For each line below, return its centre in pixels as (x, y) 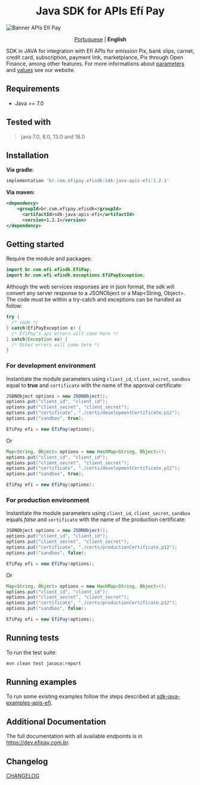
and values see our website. (41, 70)
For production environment (48, 500)
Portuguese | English (100, 39)
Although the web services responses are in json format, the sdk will (90, 287)
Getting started (35, 244)
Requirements (33, 89)
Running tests (33, 638)
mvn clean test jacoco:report (44, 663)
